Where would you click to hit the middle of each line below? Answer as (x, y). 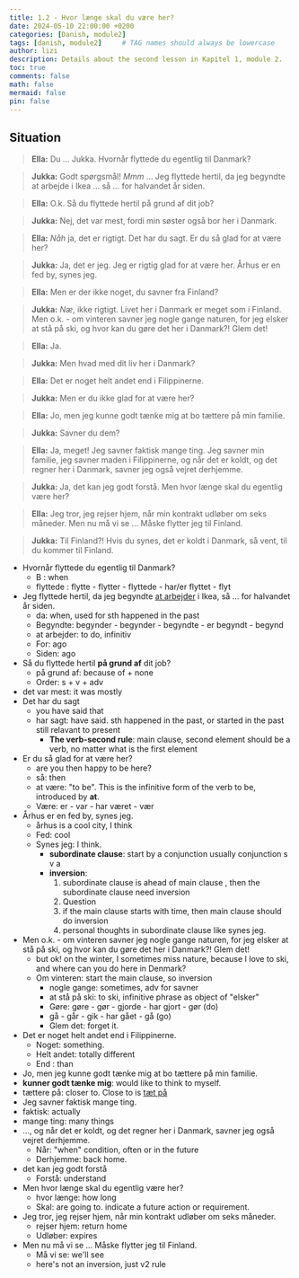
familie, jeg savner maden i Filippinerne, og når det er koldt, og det (154, 460)
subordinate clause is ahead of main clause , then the (161, 883)
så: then (51, 778)
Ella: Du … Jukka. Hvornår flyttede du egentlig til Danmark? (141, 159)
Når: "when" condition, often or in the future (117, 1150)
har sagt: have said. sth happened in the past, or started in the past (160, 720)
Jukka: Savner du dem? (75, 433)
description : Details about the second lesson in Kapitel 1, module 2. (146, 59)
